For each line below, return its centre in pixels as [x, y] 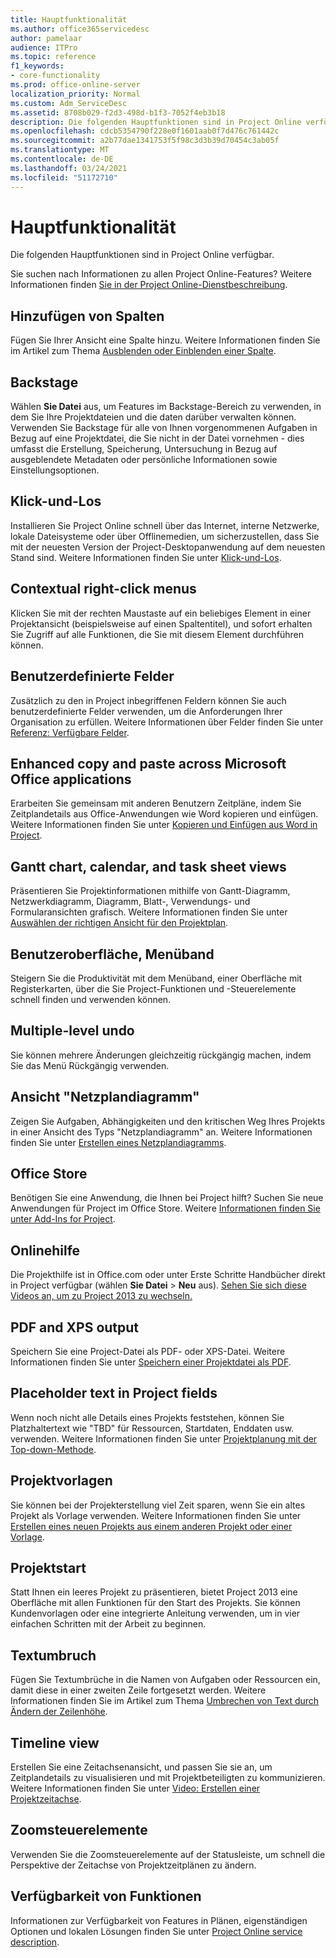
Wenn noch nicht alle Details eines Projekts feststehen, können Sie [147, 1417]
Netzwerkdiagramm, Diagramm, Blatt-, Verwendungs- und [130, 902]
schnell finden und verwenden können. [91, 999]
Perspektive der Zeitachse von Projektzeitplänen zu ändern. [133, 1865]
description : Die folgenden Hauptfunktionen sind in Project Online [156, 122]
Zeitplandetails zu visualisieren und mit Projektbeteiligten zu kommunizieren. [168, 1778]
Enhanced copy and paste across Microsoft [148, 763]
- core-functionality [55, 76]
